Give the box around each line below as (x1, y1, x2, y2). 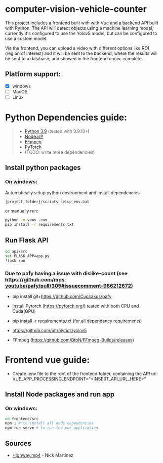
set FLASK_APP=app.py (5, 253, 50, 258)
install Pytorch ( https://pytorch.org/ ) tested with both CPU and (12, 303, 139, 309)
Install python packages (5, 164, 81, 172)
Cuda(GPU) (12, 308, 36, 314)
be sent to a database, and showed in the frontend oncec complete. (5, 55, 143, 61)
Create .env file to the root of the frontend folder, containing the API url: (12, 371, 158, 377)
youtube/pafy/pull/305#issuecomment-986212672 (5, 282, 131, 289)
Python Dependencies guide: (5, 112, 127, 123)
